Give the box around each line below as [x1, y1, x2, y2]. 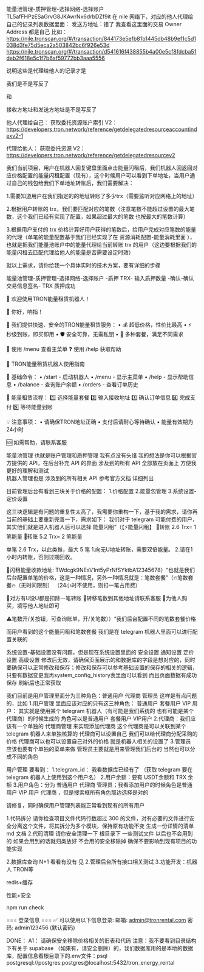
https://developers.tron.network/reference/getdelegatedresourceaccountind [6, 126, 197, 133]
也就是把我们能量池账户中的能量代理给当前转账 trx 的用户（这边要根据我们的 [6, 241, 197, 248]
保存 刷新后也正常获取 [6, 679, 61, 686]
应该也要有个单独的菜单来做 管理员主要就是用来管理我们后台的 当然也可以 [6, 745, 190, 753]
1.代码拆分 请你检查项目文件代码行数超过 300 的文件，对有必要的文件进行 [6, 815, 189, 821]
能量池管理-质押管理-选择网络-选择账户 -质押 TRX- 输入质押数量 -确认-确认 [6, 275, 194, 282]
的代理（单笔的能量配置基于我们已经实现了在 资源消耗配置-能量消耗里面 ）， [6, 233, 195, 241]
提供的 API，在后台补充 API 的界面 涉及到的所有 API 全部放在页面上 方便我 [11, 459, 197, 466]
